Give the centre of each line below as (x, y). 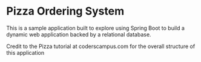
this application (25, 52)
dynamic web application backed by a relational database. (79, 34)
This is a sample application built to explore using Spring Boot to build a (95, 28)
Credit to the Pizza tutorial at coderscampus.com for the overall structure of (101, 46)
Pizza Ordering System (65, 11)
